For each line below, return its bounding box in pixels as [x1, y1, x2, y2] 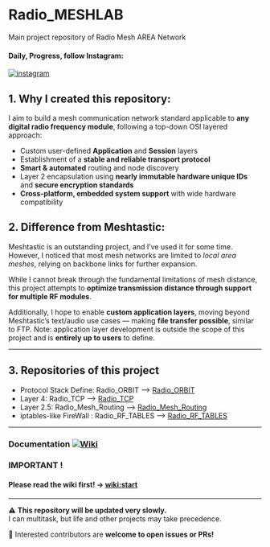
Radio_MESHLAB [8, 6, 124, 24]
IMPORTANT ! [8, 460, 63, 471]
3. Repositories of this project [8, 364, 159, 377]
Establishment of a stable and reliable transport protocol [19, 154, 211, 164]
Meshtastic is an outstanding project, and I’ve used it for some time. [8, 241, 233, 251]
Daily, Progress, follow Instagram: [8, 51, 125, 60]
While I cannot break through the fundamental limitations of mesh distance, [8, 274, 258, 284]
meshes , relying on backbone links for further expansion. [8, 259, 198, 269]
